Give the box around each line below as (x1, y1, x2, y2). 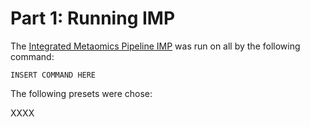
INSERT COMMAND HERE (10, 70, 97, 80)
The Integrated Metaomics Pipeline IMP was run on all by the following (10, 40, 301, 52)
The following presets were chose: (10, 87, 153, 99)
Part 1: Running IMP (10, 7, 176, 30)
